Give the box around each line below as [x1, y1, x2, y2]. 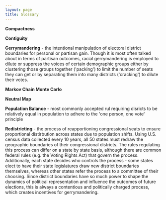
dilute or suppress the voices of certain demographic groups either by [5, 61, 149, 67]
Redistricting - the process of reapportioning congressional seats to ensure [5, 125, 161, 132]
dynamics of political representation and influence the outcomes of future [5, 179, 156, 185]
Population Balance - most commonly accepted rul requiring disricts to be [5, 105, 158, 111]
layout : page [5, 7, 32, 12]
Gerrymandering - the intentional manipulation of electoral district [5, 45, 141, 51]
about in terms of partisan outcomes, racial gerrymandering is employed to [5, 55, 159, 61]
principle [5, 116, 23, 122]
